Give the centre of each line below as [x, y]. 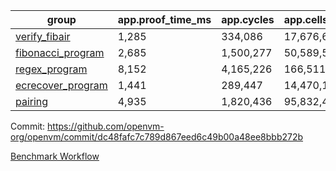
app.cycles [248, 19]
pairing [32, 101]
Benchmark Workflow [55, 156]
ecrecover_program [61, 85]
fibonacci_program [60, 52]
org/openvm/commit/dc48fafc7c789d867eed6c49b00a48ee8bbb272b [157, 137]
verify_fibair [43, 36]
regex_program [51, 69]
